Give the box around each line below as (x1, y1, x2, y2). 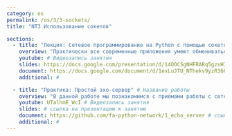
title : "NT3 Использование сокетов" (6, 23, 112, 30)
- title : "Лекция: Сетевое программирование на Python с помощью (12, 42, 206, 49)
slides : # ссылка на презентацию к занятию (19, 106, 147, 113)
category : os (6, 10, 44, 17)
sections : (6, 35, 35, 42)
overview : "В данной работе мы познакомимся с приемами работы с (19, 93, 212, 100)
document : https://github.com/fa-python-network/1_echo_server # (19, 112, 212, 119)
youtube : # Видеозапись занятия (19, 55, 112, 62)
